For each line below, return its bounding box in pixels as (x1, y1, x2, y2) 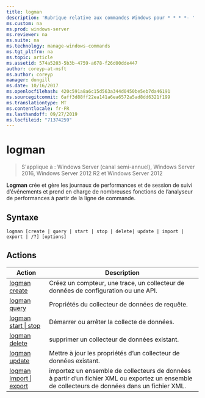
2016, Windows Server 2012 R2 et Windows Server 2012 (21, 170, 163, 177)
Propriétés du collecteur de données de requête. (49, 300, 188, 308)
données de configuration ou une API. (49, 286, 157, 295)
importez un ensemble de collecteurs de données (49, 366, 191, 375)
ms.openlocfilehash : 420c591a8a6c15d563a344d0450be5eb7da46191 (6, 89, 171, 95)
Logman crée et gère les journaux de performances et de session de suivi (6, 181, 193, 189)
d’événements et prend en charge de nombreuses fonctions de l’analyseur (6, 188, 193, 195)
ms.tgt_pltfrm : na (6, 49, 53, 55)
